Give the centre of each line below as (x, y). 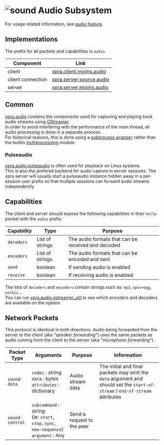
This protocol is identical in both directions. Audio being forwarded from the (81, 330)
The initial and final (121, 366)
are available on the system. (33, 302)
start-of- (144, 385)
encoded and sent (89, 259)
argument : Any (48, 436)
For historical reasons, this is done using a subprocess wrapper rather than (81, 137)
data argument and (121, 379)
